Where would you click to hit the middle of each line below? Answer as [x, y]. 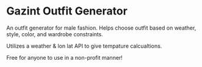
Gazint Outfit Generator [67, 11]
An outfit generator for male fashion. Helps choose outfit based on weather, [101, 28]
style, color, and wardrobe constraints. [55, 34]
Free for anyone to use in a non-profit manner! [65, 57]
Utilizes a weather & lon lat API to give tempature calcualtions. [84, 46]
